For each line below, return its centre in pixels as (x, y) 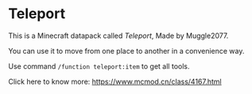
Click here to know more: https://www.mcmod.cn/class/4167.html (115, 81)
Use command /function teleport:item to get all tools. (99, 66)
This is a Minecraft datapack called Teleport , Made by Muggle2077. (118, 36)
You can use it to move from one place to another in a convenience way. (126, 51)
